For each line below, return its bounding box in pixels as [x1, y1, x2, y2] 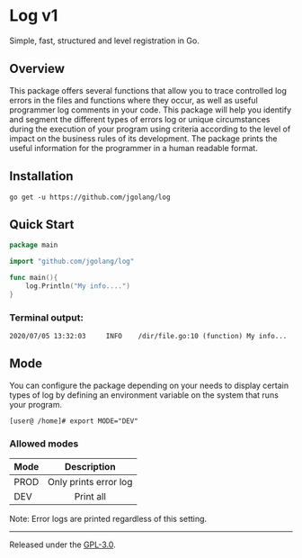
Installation [9, 168, 74, 184]
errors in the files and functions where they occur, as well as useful [9, 94, 258, 105]
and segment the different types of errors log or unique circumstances [9, 113, 271, 124]
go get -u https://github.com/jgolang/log [9, 193, 171, 202]
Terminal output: [9, 311, 84, 324]
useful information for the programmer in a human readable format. [9, 142, 258, 153]
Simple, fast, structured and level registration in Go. [9, 35, 200, 46]
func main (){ [9, 274, 58, 283]
